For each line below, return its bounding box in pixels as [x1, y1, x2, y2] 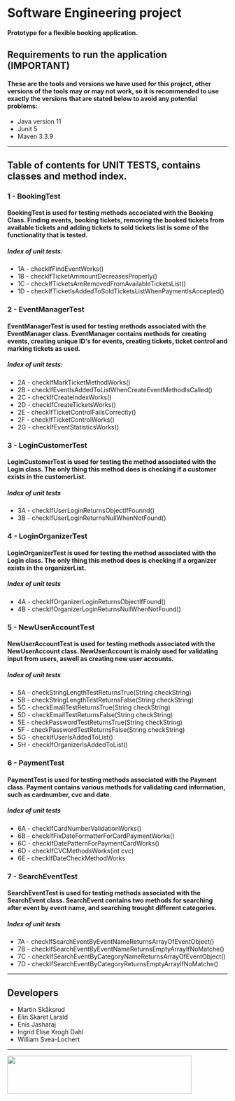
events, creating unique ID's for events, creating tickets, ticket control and [7, 337, 228, 345]
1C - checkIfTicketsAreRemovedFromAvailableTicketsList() [17, 279, 187, 288]
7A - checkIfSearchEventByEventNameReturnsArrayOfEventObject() [17, 937, 215, 946]
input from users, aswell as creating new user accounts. [7, 655, 174, 663]
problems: [7, 102, 38, 110]
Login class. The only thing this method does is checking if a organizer [7, 556, 217, 564]
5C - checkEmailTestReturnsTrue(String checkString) [17, 703, 171, 712]
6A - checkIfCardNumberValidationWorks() [17, 824, 142, 832]
